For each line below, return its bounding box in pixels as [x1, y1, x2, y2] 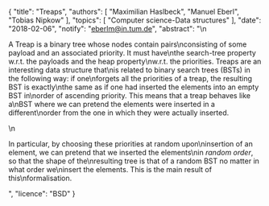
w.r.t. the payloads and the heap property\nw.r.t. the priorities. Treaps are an [8, 56, 262, 66]
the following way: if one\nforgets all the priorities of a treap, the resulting [8, 74, 252, 83]
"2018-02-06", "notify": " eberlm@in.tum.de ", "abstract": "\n [8, 24, 207, 33]
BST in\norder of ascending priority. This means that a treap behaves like [8, 91, 251, 100]
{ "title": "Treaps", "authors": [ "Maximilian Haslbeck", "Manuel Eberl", [8, 7, 240, 16]
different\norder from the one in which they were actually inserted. [8, 108, 230, 117]
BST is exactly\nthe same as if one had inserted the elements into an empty [8, 82, 259, 92]
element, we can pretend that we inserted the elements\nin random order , [8, 148, 254, 157]
